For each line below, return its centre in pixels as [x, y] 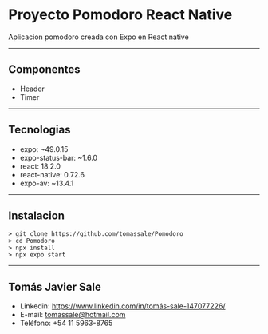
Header [32, 89]
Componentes [45, 70]
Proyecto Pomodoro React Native [120, 15]
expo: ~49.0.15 [44, 149]
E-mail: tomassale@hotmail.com [73, 315]
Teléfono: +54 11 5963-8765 [66, 323]
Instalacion [37, 215]
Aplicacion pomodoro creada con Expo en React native [99, 37]
